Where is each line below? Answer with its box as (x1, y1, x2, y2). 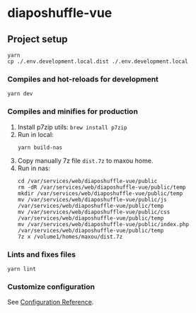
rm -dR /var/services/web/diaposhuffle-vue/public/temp (17, 184, 186, 191)
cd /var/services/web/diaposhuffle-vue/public (17, 177, 158, 184)
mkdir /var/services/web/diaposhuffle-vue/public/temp (17, 189, 183, 197)
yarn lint (7, 265, 37, 273)
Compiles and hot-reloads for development (7, 74, 159, 84)
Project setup (7, 33, 69, 45)
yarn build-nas (17, 143, 63, 151)
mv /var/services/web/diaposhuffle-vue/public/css (17, 208, 171, 215)
